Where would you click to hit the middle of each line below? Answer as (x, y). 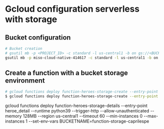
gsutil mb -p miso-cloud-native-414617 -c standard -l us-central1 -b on (82, 58)
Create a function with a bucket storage (67, 73)
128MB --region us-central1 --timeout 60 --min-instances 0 (83, 116)
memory (13, 116)
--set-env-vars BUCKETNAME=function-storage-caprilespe (89, 121)
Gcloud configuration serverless (72, 9)
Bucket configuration (38, 37)
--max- (151, 116)
